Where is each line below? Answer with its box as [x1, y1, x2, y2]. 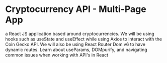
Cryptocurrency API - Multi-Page [5, 3, 147, 15]
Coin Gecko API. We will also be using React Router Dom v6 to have [5, 41, 146, 47]
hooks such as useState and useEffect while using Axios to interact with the [5, 36, 162, 42]
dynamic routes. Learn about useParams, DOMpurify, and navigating [5, 46, 147, 52]
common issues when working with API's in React [5, 51, 109, 58]
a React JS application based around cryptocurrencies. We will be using [5, 30, 154, 36]
